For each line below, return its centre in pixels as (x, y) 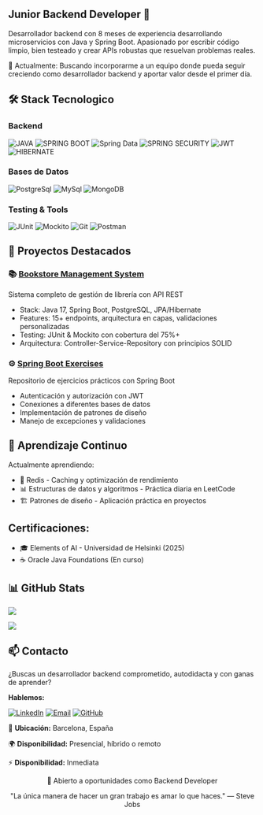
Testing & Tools (38, 209)
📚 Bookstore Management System (76, 274)
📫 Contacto (38, 651)
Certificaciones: (49, 528)
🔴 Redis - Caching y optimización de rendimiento (99, 480)
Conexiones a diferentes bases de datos (85, 404)
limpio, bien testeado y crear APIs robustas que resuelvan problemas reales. (132, 50)
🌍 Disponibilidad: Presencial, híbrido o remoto (85, 744)
